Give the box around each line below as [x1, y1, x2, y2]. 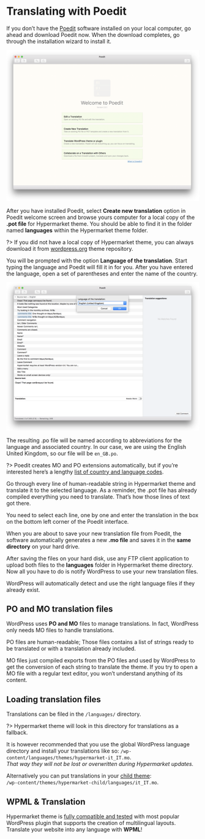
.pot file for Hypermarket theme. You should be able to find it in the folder [6, 220, 193, 228]
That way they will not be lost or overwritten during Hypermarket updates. [6, 760, 194, 768]
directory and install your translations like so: [6, 747, 119, 755]
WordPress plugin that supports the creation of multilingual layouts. [6, 819, 176, 826]
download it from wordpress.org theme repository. [6, 245, 133, 252]
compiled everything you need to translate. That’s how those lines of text [6, 492, 190, 500]
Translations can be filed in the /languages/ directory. [6, 710, 141, 718]
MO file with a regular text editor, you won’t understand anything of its [6, 670, 183, 677]
